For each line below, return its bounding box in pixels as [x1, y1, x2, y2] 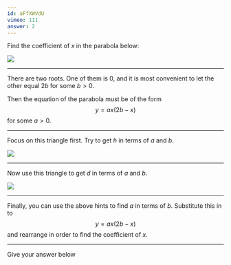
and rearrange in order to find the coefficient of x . [7, 231, 148, 239]
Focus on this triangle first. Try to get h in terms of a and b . [7, 136, 174, 145]
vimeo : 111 [7, 17, 38, 23]
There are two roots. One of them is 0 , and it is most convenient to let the [7, 74, 214, 83]
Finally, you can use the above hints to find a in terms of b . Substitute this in [7, 202, 222, 210]
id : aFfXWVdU [7, 10, 45, 17]
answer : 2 [7, 23, 36, 30]
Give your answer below [7, 251, 76, 259]
